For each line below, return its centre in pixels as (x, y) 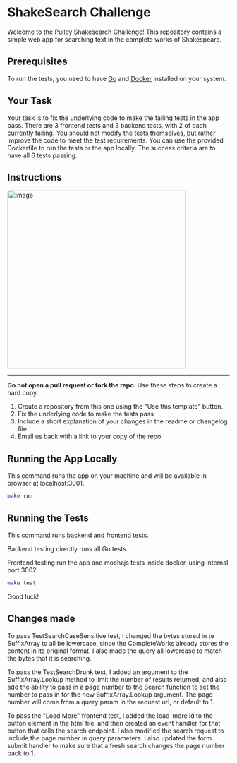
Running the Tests (48, 518)
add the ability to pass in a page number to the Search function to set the (114, 687)
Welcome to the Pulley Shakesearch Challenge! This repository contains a (115, 32)
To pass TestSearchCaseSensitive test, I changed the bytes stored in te (111, 635)
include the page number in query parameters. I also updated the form (110, 738)
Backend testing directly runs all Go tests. (68, 548)
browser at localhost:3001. (46, 483)
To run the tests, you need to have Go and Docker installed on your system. (117, 78)
